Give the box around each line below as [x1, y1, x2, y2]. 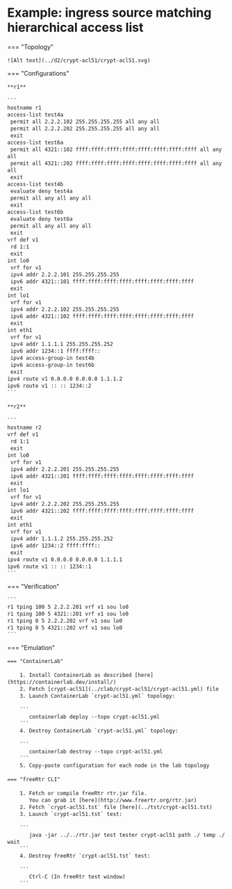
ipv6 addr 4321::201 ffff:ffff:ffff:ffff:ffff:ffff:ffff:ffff [10, 473, 194, 480]
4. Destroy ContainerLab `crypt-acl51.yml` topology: [19, 727, 179, 734]
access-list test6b [7, 209, 64, 215]
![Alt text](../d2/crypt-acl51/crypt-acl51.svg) [7, 57, 151, 64]
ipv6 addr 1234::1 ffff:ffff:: [10, 348, 101, 354]
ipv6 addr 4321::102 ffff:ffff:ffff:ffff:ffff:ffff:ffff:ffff [10, 313, 194, 320]
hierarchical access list [7, 19, 144, 35]
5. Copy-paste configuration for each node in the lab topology [19, 762, 210, 769]
